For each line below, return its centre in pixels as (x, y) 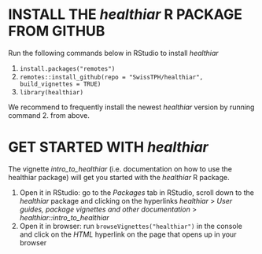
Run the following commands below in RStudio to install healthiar (113, 53)
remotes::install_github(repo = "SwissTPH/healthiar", (111, 77)
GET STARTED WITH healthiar (108, 147)
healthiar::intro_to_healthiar (65, 217)
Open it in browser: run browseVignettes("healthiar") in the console (131, 226)
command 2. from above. (49, 115)
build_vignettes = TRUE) (60, 84)
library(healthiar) (52, 92)
